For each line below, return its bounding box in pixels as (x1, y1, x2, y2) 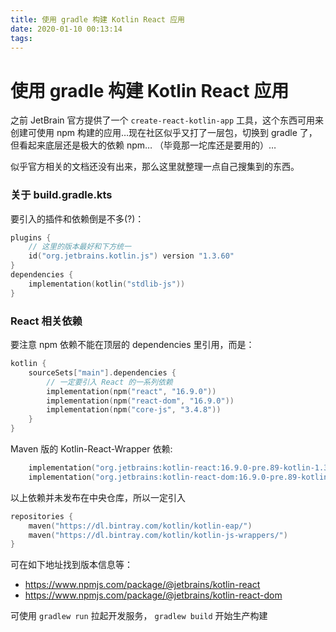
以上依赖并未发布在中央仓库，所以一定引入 (10, 491, 186, 503)
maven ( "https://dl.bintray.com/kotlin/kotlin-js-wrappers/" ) (28, 530, 288, 540)
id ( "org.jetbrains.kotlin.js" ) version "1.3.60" (28, 251, 235, 261)
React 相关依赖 (10, 314, 83, 328)
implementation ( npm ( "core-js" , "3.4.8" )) (46, 405, 222, 415)
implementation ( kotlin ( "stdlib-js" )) (28, 279, 186, 289)
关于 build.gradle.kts (10, 188, 113, 202)
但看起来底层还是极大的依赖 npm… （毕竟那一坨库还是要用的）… (10, 139, 277, 151)
